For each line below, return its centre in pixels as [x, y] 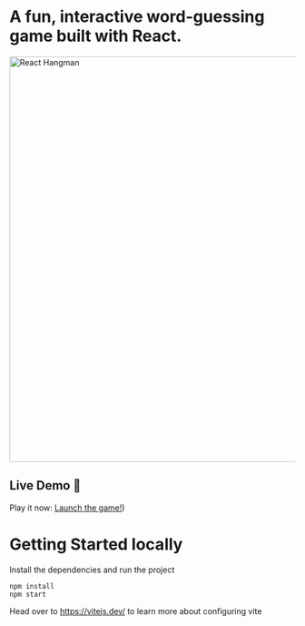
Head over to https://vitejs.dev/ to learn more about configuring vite [136, 611]
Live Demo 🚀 [45, 485]
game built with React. [96, 36]
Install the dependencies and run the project [92, 570]
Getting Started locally [96, 544]
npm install [32, 586]
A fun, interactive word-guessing [137, 17]
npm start [28, 594]
